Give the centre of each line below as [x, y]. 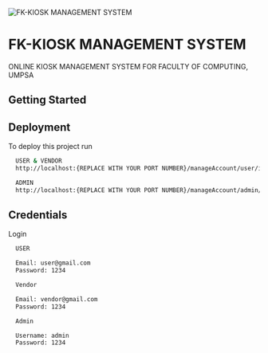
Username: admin [42, 335]
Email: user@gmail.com [53, 263]
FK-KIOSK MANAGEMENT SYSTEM [127, 45]
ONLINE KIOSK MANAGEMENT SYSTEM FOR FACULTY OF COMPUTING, [128, 66]
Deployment [39, 127]
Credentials [38, 215]
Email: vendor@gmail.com [57, 299]
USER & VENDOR [39, 161]
